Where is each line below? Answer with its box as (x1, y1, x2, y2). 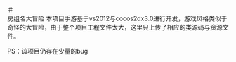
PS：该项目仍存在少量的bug (7, 47, 88, 55)
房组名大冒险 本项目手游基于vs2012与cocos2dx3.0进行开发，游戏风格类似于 (7, 14, 228, 23)
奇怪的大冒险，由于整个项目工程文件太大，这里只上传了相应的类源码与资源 (7, 23, 223, 31)
